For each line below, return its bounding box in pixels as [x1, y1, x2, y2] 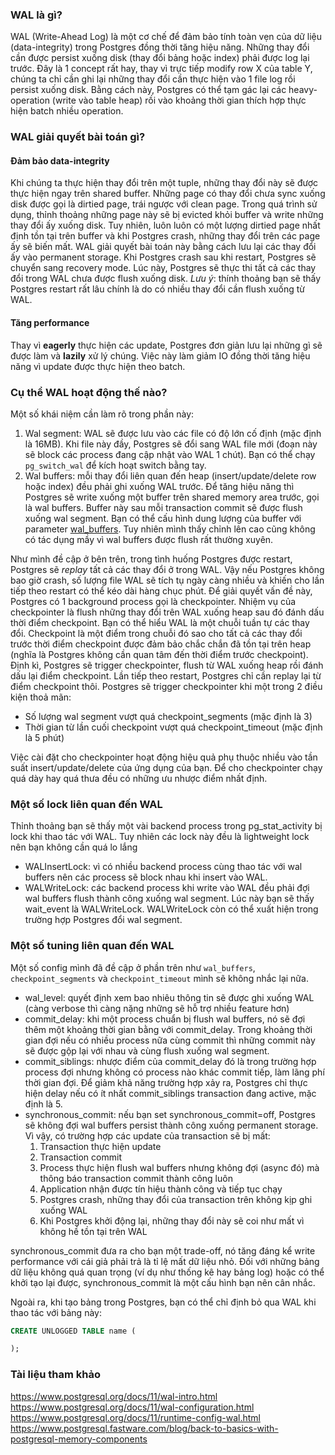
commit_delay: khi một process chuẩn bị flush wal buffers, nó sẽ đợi [24, 1013, 306, 1025]
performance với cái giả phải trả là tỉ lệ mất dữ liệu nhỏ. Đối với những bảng [10, 1255, 320, 1267]
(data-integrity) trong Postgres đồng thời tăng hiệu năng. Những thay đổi [10, 41, 310, 53]
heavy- [288, 84, 318, 96]
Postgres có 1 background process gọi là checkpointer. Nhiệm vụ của [10, 595, 297, 607]
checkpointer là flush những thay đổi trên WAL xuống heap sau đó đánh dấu [10, 606, 325, 618]
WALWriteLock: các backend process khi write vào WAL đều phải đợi [24, 882, 310, 894]
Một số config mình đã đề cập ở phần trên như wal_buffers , [10, 961, 256, 973]
